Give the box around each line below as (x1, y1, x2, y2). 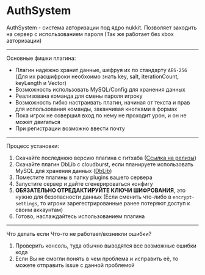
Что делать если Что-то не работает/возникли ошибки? (6, 230, 152, 237)
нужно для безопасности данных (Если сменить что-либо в (15, 193, 172, 200)
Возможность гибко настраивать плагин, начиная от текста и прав (15, 98, 190, 106)
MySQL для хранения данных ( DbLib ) (15, 167, 112, 174)
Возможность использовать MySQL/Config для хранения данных (15, 86, 186, 93)
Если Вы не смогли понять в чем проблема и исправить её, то (15, 255, 179, 262)
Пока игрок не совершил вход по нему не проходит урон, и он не (15, 111, 187, 119)
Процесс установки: (6, 142, 60, 150)
